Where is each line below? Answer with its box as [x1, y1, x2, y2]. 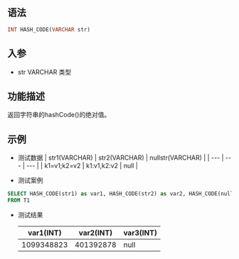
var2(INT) [78, 228, 112, 238]
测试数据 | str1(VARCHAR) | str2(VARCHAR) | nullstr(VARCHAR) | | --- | [17, 153, 224, 162]
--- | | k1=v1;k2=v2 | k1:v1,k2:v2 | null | [26, 162, 139, 170]
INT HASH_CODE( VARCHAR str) [7, 26, 91, 33]
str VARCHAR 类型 [17, 67, 72, 76]
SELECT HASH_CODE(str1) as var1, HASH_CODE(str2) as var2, [7, 190, 186, 197]
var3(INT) [123, 228, 158, 238]
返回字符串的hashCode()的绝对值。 [7, 111, 111, 119]
